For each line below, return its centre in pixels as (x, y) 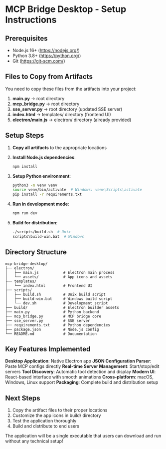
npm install (25, 166)
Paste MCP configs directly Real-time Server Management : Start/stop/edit (82, 366)
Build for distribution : (35, 223)
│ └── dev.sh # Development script (57, 303)
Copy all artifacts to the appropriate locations (60, 147)
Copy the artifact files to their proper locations (60, 410)
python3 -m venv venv (35, 185)
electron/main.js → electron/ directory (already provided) (72, 120)
